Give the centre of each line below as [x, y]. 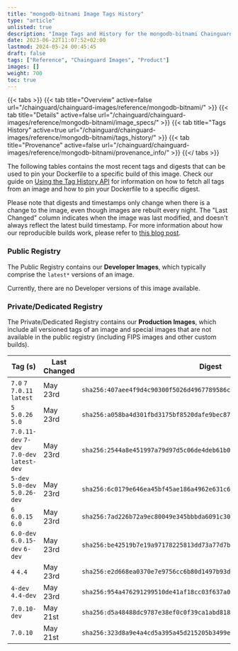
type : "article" [31, 21]
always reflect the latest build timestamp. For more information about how [115, 226]
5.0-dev [24, 485]
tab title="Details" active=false [52, 115]
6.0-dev [24, 533]
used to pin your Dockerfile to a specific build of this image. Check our [110, 174]
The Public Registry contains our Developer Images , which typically [107, 267]
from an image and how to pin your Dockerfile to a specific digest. [104, 189]
